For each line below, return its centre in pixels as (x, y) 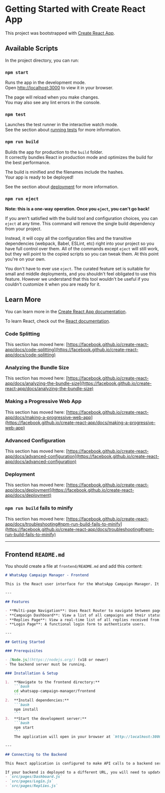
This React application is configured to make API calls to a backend (79, 763)
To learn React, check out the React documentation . (58, 321)
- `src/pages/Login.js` (29, 781)
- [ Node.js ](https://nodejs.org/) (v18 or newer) (57, 660)
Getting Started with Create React (75, 9)
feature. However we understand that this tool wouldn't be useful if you (77, 279)
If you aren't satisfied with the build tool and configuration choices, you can (82, 218)
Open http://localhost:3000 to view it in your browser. (59, 88)
